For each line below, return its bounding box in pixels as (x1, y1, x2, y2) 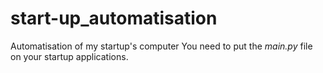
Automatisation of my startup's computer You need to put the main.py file (10, 40, 313, 52)
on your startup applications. (10, 50, 129, 62)
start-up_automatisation (10, 7, 218, 30)
